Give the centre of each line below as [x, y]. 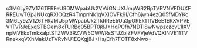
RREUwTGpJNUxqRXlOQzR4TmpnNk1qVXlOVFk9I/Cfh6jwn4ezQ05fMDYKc [97, 14]
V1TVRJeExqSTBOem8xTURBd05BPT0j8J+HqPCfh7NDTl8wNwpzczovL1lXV [98, 27]
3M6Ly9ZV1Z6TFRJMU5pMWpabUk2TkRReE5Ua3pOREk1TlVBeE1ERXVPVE [98, 21]
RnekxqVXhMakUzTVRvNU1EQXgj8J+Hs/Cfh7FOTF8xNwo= [79, 39]
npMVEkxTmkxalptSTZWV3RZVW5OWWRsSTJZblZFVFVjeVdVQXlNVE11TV [97, 33]
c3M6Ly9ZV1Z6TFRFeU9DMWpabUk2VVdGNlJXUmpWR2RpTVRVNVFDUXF [98, 8]
